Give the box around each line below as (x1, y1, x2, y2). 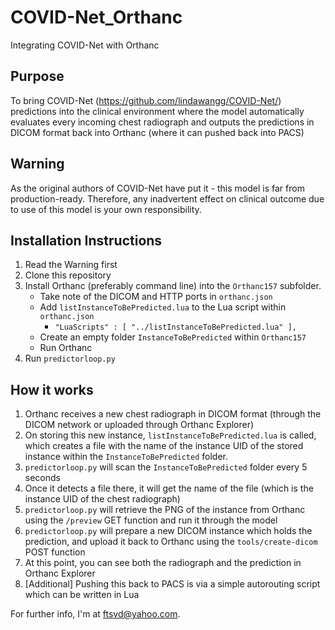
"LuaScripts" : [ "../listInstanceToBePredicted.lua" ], (54, 322, 297, 333)
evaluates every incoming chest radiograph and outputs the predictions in (10, 116, 315, 128)
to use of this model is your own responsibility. (10, 203, 202, 215)
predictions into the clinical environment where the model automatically (10, 105, 305, 117)
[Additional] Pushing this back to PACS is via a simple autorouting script (24, 578, 321, 590)
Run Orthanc (39, 342, 93, 354)
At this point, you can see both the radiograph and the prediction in (24, 557, 302, 569)
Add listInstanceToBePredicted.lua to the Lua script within (39, 301, 287, 313)
